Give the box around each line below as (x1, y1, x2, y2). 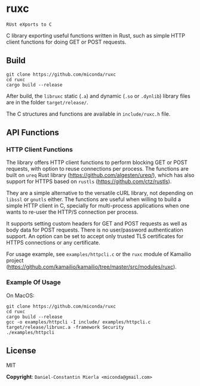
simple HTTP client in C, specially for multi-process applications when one (6, 202, 190, 209)
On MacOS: (6, 292, 35, 299)
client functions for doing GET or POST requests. (6, 38, 127, 45)
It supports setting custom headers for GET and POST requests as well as (6, 220, 187, 227)
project (6, 257, 24, 264)
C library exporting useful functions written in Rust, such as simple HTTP (6, 32, 186, 39)
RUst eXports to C (6, 21, 52, 27)
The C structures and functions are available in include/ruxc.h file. (6, 110, 171, 118)
